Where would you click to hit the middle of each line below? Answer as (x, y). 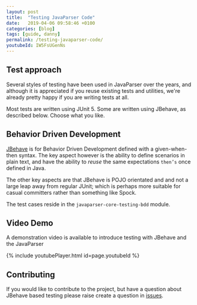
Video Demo (30, 223)
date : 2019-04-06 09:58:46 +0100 (51, 23)
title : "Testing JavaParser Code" (51, 17)
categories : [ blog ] (31, 29)
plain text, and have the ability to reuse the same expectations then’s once (98, 162)
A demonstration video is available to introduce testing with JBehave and (96, 237)
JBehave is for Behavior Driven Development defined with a (80, 149)
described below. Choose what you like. (56, 115)
